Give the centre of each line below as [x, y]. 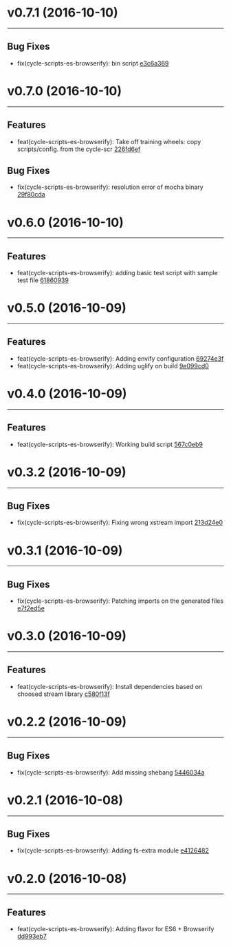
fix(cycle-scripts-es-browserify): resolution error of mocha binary [110, 187]
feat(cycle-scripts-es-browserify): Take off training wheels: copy [109, 141]
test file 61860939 [43, 280]
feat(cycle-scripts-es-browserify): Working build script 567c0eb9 [110, 444]
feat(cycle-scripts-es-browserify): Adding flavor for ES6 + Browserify [115, 929]
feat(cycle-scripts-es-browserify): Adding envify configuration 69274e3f [120, 358]
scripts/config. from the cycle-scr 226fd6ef [79, 149]
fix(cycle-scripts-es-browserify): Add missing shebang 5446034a [111, 772]
